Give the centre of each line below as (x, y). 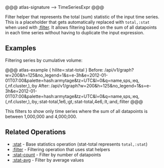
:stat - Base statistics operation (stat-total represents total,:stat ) (80, 144)
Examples (21, 48)
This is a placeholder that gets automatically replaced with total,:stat (78, 22)
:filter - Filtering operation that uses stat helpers (61, 149)
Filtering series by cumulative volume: (44, 60)
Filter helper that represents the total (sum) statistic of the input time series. (82, 17)
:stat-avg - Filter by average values (48, 160)
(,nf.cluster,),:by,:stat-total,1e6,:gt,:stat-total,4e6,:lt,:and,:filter (67, 101)
